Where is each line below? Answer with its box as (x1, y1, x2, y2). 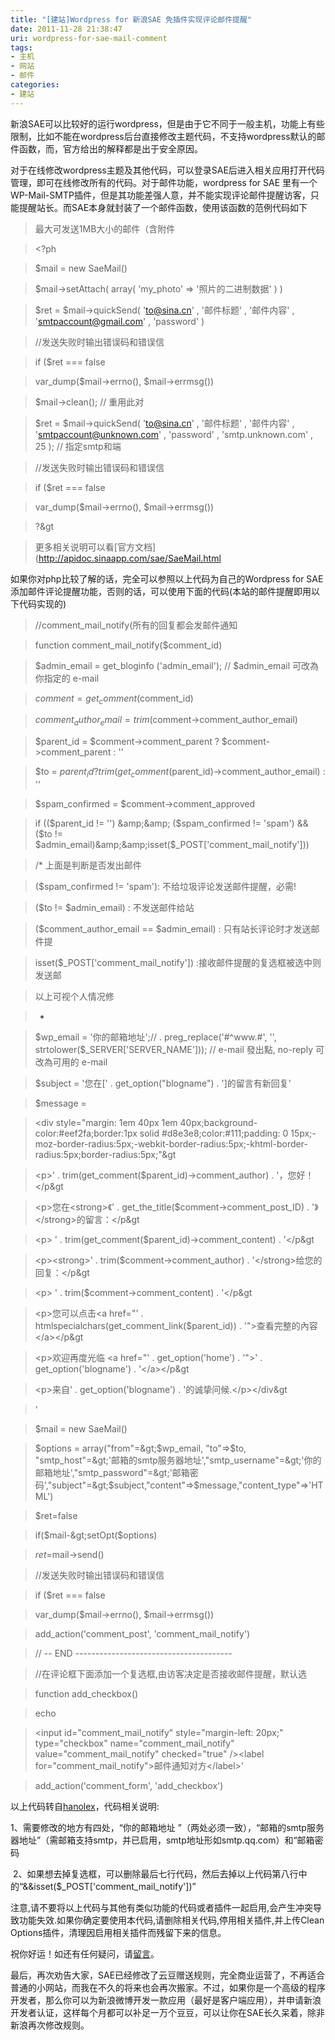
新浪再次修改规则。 (10, 2019, 90, 2031)
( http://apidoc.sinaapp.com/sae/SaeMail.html (34, 552, 222, 564)
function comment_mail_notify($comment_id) (34, 639, 223, 651)
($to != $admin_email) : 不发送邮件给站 (34, 902, 195, 914)
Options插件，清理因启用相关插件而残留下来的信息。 (10, 1927, 227, 1939)
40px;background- (179, 1117, 258, 1129)
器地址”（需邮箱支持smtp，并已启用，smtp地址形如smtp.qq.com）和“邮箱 (10, 1834, 315, 1846)
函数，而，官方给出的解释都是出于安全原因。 (18, 142, 203, 155)
